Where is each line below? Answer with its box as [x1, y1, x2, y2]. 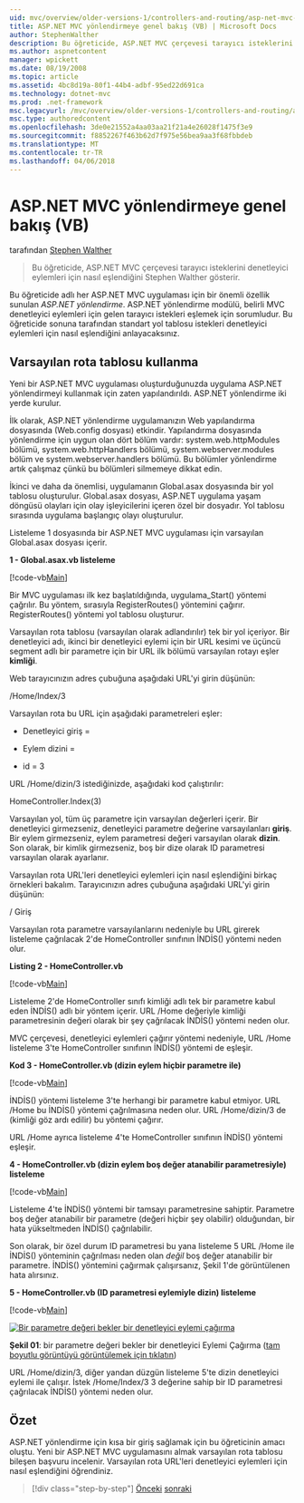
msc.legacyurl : [9, 106, 67, 115]
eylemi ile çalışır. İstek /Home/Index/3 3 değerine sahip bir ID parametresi [9, 1377, 283, 1388]
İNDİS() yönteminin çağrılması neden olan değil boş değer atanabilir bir [9, 1250, 273, 1261]
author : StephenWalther [9, 30, 100, 39]
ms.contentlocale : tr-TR [9, 148, 103, 157]
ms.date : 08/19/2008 [9, 64, 88, 73]
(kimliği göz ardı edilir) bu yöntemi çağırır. [9, 1114, 165, 1125]
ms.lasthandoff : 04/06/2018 [9, 156, 116, 166]
